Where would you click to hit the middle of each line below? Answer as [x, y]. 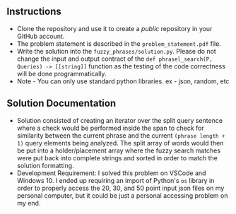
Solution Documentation [61, 103]
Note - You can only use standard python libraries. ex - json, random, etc [123, 81]
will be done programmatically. [61, 73]
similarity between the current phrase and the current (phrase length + [121, 135]
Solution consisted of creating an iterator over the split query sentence [120, 120]
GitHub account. [41, 36]
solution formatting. [46, 165]
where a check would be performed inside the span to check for [110, 128]
